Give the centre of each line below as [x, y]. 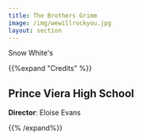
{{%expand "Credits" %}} [50, 68]
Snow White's [31, 53]
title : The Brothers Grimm [53, 16]
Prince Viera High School [71, 93]
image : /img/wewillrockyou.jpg [60, 23]
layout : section [35, 30]
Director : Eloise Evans [44, 113]
